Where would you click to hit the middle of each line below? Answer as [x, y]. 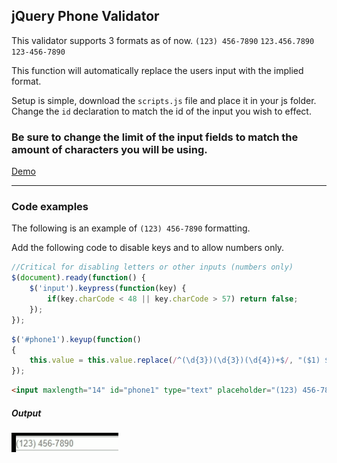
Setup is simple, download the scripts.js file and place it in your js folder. [164, 100]
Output [26, 413]
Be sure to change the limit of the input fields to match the [155, 137]
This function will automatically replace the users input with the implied [157, 70]
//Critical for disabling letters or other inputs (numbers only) [152, 267]
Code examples [50, 207]
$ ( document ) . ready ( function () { [78, 278]
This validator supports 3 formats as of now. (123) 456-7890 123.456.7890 [163, 40]
